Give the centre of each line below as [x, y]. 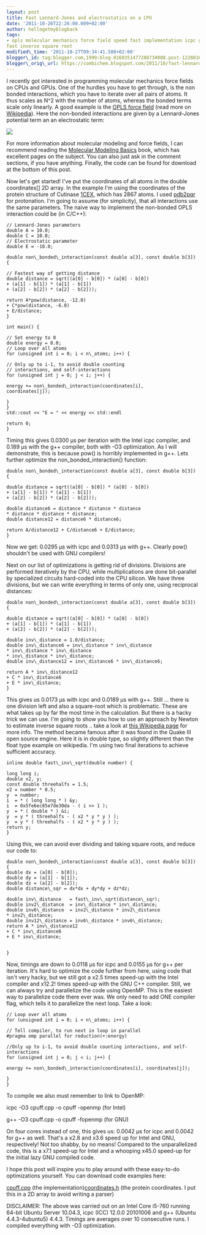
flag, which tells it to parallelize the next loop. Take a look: [79, 1003]
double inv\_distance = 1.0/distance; [56, 640]
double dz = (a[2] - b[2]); [42, 883]
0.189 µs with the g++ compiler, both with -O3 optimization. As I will [92, 446]
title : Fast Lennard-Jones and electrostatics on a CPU [79, 18]
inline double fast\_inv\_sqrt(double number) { [70, 763]
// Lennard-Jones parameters [44, 225]
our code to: [22, 850]
